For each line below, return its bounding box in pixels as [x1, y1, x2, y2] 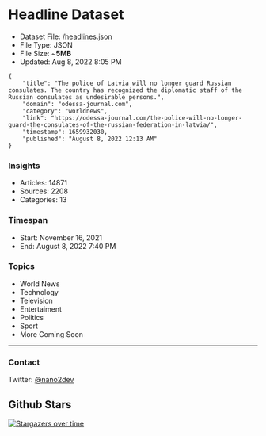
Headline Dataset [8, 6, 124, 24]
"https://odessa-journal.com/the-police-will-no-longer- [50, 113, 243, 122]
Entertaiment [19, 304, 62, 314]
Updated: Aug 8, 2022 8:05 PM [19, 57, 122, 67]
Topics [8, 261, 36, 272]
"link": [22, 113, 47, 122]
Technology [19, 287, 59, 296]
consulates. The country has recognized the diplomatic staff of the [8, 86, 243, 94]
